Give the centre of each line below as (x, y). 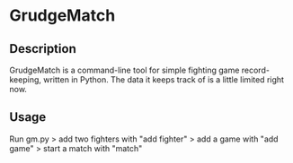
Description (43, 49)
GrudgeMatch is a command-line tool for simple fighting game (124, 70)
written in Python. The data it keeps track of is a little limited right (164, 80)
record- (255, 70)
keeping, (26, 80)
